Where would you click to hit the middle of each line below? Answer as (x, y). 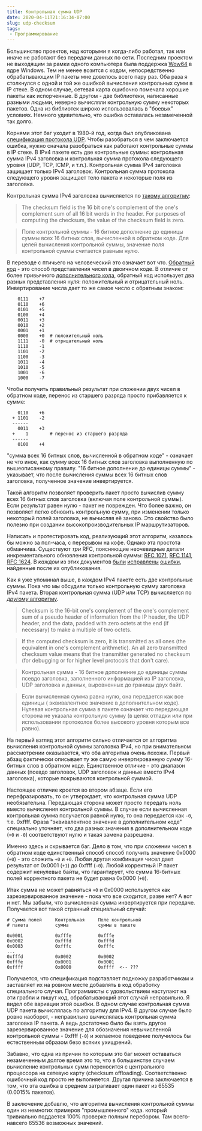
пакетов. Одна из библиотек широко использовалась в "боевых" (90, 109)
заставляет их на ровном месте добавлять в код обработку (84, 985)
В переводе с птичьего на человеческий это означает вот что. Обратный (101, 262)
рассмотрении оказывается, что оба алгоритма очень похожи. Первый (98, 753)
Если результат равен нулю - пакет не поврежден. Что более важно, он (99, 506)
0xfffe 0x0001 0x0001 (61, 962)
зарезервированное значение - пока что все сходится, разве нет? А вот (100, 896)
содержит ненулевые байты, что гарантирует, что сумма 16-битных (94, 872)
